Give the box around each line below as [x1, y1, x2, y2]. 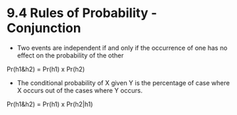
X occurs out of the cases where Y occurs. [16, 86, 143, 94]
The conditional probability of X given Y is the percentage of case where [16, 78, 231, 87]
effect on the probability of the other [16, 51, 124, 60]
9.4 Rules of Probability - [6, 5, 157, 21]
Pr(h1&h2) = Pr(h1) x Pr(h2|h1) [6, 99, 93, 108]
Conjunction [6, 20, 81, 36]
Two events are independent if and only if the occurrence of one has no [16, 43, 228, 52]
